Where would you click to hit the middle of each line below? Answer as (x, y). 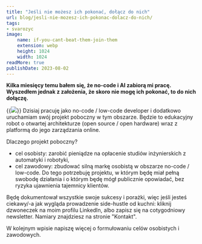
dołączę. (18, 98)
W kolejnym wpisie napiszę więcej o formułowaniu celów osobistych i (93, 228)
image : (15, 35)
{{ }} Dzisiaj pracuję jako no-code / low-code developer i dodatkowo (94, 111)
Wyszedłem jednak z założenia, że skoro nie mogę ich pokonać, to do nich (101, 92)
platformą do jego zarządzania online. (54, 130)
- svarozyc (20, 29)
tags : (13, 23)
